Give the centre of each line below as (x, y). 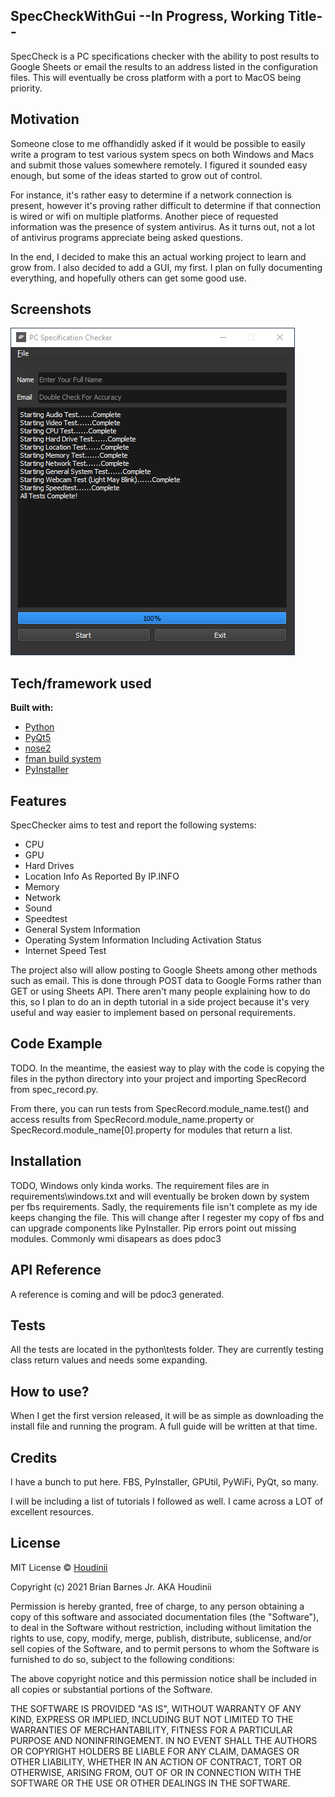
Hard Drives (49, 866)
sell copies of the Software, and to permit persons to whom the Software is (165, 1648)
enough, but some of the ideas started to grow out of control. (136, 175)
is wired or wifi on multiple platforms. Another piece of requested (144, 216)
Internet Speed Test (65, 951)
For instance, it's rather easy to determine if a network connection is (151, 195)
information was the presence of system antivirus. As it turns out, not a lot (162, 226)
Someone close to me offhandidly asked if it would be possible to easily (158, 143)
